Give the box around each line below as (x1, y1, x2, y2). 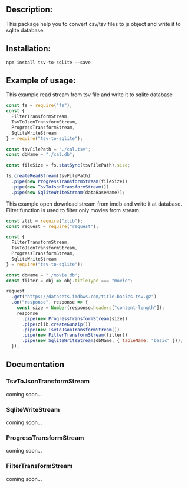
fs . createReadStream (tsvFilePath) (6, 173, 91, 179)
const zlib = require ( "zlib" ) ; (6, 218, 83, 224)
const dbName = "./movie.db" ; (6, 272, 81, 278)
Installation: (6, 44, 51, 54)
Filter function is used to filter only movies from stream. (6, 206, 141, 213)
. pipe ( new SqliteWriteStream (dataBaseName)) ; (11, 189, 126, 196)
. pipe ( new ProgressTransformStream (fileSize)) (11, 178, 128, 185)
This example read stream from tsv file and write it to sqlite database (6, 91, 173, 98)
